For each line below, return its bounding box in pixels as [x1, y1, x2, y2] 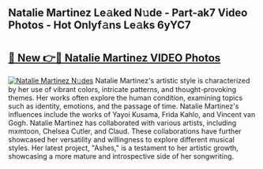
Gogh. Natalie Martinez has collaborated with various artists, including [8, 118, 237, 127]
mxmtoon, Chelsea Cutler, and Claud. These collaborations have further [8, 127, 242, 136]
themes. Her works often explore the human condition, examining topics [8, 94, 243, 102]
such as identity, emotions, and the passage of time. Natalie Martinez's [8, 101, 239, 111]
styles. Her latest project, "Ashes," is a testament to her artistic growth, [8, 143, 239, 152]
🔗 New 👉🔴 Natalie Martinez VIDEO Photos [8, 51, 221, 64]
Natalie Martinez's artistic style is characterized [95, 76, 250, 85]
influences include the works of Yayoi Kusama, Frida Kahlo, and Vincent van [8, 110, 256, 119]
